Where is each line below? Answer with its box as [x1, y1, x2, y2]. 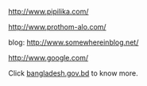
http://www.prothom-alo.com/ [8, 22, 106, 31]
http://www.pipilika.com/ [8, 7, 89, 16]
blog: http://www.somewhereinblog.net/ [8, 37, 139, 47]
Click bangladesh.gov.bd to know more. [8, 68, 139, 78]
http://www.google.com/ [8, 53, 89, 62]
